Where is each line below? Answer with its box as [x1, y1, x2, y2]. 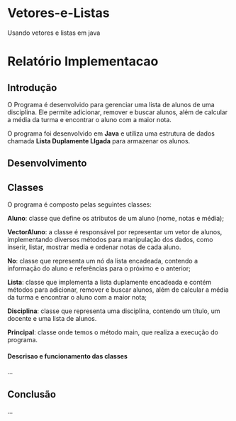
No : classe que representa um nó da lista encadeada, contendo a [7, 257, 198, 266]
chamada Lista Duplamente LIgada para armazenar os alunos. [7, 136, 191, 145]
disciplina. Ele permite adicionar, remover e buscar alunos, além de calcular [7, 108, 228, 116]
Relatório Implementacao [7, 53, 159, 70]
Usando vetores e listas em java [7, 28, 101, 37]
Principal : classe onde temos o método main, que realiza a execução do [7, 328, 218, 337]
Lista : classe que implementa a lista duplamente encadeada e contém [7, 278, 212, 287]
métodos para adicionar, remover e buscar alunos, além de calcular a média [7, 285, 229, 294]
